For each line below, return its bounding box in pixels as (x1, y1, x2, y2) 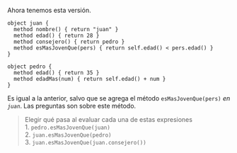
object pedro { (7, 63, 52, 70)
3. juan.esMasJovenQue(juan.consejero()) (24, 138, 146, 146)
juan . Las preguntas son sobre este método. (7, 102, 137, 110)
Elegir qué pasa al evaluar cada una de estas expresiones (24, 115, 193, 123)
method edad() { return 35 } (13, 69, 100, 76)
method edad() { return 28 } (13, 32, 100, 39)
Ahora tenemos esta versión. (7, 6, 91, 14)
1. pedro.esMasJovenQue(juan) (24, 123, 111, 131)
